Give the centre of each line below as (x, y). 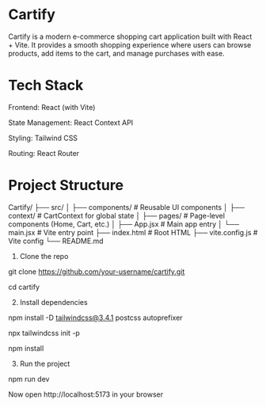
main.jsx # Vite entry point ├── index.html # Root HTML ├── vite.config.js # (133, 232)
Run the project (45, 363)
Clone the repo (44, 256)
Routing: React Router (44, 153)
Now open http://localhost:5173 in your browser (86, 394)
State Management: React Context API (71, 122)
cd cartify (24, 287)
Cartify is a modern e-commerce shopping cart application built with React (130, 36)
